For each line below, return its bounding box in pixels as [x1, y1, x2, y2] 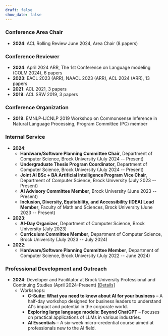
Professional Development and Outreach [5, 265, 107, 272]
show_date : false [5, 12, 42, 17]
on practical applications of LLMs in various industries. [27, 314, 141, 320]
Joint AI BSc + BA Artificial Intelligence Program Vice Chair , [20, 172, 148, 178]
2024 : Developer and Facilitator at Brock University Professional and [12, 276, 155, 282]
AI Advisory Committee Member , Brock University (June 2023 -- [20, 188, 157, 194]
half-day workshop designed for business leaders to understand [27, 298, 161, 304]
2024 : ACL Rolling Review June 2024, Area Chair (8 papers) [12, 40, 138, 46]
